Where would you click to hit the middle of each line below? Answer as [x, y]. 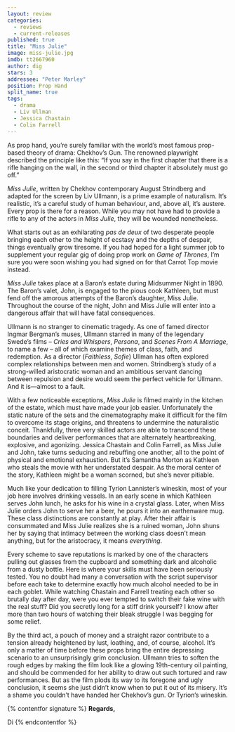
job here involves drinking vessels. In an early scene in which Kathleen [109, 496]
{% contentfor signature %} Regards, [61, 708]
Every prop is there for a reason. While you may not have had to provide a [114, 211]
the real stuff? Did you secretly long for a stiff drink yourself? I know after [113, 606]
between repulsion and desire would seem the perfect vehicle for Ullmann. [115, 379]
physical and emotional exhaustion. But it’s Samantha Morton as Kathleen [113, 460]
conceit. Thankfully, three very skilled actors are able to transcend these [112, 430]
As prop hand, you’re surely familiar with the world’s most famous [102, 145]
